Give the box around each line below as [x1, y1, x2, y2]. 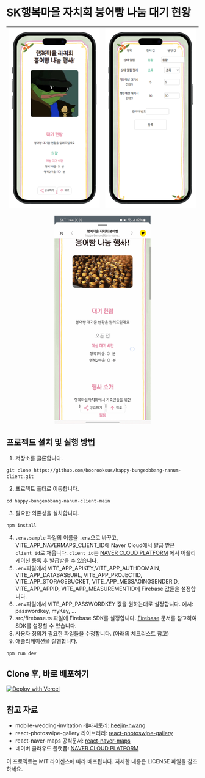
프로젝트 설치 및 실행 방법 [6, 437, 96, 447]
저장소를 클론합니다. [15, 455, 63, 462]
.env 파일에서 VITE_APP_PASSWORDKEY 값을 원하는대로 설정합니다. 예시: [15, 600, 194, 608]
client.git [6, 474, 34, 480]
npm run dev [6, 650, 37, 657]
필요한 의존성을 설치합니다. [15, 510, 79, 517]
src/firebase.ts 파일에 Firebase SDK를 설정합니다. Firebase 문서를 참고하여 [15, 615, 197, 622]
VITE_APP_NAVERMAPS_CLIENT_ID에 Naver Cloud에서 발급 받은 [15, 541, 175, 549]
